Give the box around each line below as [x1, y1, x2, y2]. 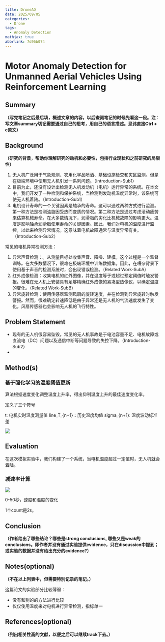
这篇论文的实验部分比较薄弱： [5, 586, 65, 592]
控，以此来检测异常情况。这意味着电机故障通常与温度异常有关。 [12, 227, 141, 233]
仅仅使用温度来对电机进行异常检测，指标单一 [12, 603, 103, 609]
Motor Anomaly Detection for [5, 60, 127, 71]
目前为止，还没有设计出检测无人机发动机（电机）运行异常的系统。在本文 [12, 184, 159, 190]
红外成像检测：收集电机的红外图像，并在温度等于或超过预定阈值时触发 [12, 273, 155, 278]
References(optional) [5, 618, 72, 626]
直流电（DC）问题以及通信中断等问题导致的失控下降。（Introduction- [12, 337, 151, 343]
